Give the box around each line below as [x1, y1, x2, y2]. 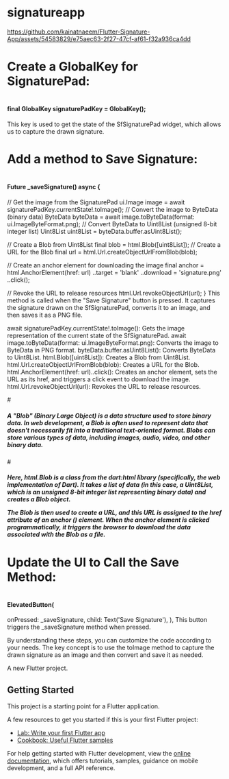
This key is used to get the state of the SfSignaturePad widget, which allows [7, 120, 221, 128]
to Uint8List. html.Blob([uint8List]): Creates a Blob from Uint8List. [7, 353, 191, 361]
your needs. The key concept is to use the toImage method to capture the [7, 643, 215, 652]
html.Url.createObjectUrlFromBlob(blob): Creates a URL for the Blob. [7, 360, 200, 368]
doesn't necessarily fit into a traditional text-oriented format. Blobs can [7, 426, 216, 434]
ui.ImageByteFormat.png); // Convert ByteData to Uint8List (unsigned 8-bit [7, 219, 217, 228]
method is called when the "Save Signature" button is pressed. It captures [7, 296, 215, 304]
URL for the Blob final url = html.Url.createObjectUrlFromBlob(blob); [7, 248, 198, 256]
